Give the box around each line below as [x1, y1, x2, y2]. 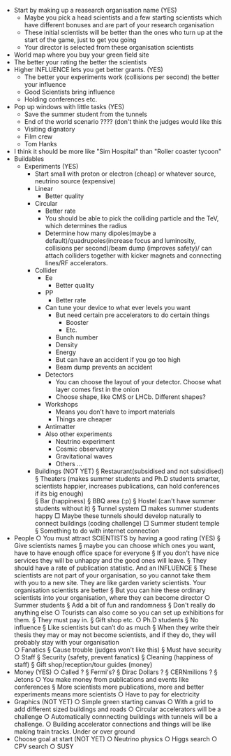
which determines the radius [45, 222, 128, 230]
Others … [55, 460, 82, 468]
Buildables [13, 155, 44, 163]
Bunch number [55, 333, 98, 342]
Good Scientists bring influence [24, 87, 115, 96]
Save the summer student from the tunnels [24, 110, 148, 118]
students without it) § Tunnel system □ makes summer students [34, 504, 219, 512]
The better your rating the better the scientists [13, 58, 147, 66]
